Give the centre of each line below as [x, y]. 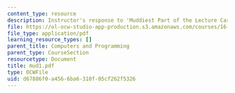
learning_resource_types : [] [50, 40]
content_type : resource [42, 14]
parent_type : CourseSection [48, 53]
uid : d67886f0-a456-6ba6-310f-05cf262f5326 [72, 79]
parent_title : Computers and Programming [69, 46]
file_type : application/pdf [48, 33]
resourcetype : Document [42, 59]
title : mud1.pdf [31, 66]
